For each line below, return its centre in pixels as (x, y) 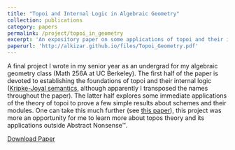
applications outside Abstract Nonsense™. (67, 125)
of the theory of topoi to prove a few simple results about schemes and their (117, 103)
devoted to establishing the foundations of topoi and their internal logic (109, 81)
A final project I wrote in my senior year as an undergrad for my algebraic (113, 66)
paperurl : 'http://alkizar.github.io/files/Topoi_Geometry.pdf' (103, 46)
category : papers (33, 27)
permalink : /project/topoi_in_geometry (65, 33)
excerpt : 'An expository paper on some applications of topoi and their (115, 40)
